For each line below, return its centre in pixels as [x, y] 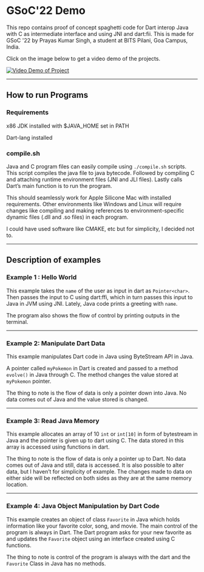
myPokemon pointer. [29, 381]
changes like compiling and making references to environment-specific [95, 210]
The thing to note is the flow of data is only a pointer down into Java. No [97, 393]
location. [17, 484]
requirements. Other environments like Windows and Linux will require [94, 204]
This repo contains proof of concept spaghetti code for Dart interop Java [97, 27]
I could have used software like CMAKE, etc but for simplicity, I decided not [100, 229]
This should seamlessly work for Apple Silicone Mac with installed [89, 198]
